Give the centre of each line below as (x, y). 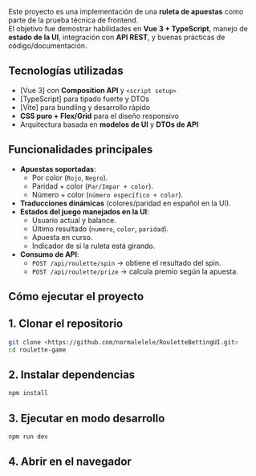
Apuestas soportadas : (58, 169)
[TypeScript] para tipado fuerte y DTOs (85, 99)
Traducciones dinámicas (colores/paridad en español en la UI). (125, 203)
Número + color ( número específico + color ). (108, 194)
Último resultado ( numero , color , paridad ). (100, 229)
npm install (28, 393)
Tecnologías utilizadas (66, 71)
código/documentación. (48, 46)
